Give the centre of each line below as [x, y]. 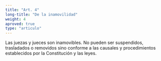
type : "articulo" [23, 28]
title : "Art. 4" [22, 10]
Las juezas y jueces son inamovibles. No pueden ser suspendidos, [74, 42]
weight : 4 [16, 19]
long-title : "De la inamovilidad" [42, 14]
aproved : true [20, 24]
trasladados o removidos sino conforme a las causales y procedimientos [80, 48]
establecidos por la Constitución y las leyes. [51, 53]
